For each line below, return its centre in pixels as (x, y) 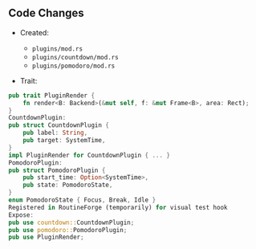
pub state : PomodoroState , (68, 185)
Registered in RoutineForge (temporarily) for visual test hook (118, 207)
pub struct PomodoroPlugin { (57, 170)
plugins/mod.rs (57, 49)
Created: (35, 32)
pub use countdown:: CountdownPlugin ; (71, 222)
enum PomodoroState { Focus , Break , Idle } (82, 200)
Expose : (21, 215)
